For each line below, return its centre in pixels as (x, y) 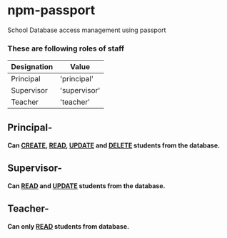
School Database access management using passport (87, 30)
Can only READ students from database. (69, 227)
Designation (32, 67)
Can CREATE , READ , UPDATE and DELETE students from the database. (113, 145)
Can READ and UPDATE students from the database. (86, 186)
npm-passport (51, 10)
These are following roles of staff (66, 48)
